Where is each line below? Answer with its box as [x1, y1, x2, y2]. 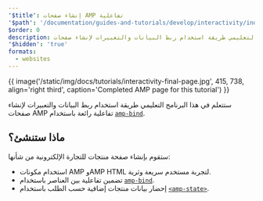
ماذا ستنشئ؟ [8, 131, 65, 145]
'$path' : [8, 19, 37, 27]
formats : [8, 48, 37, 56]
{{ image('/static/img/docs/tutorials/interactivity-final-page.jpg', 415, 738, [8, 76, 245, 86]
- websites [15, 56, 51, 63]
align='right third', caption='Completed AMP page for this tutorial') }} [8, 84, 230, 94]
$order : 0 [8, 26, 41, 34]
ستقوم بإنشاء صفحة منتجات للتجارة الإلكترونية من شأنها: [8, 152, 171, 161]
